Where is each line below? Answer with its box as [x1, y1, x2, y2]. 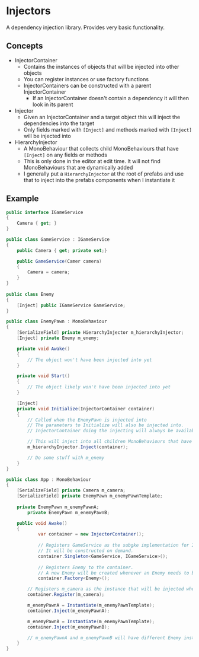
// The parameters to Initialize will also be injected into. [27, 422, 184, 428]
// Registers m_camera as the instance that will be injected [27, 586, 184, 592]
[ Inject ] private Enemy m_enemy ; [17, 335, 99, 342]
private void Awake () [17, 346, 70, 352]
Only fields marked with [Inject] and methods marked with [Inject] [23, 126, 192, 133]
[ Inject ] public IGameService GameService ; [17, 302, 126, 308]
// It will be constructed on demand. [37, 548, 134, 554]
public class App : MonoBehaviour [6, 476, 92, 483]
